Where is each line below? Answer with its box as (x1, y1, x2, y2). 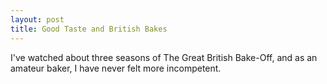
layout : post (10, 14, 65, 25)
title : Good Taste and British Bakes (10, 24, 168, 34)
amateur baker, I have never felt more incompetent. (10, 62, 222, 74)
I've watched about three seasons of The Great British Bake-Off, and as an (10, 51, 318, 63)
